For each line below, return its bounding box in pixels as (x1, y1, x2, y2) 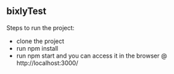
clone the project (16, 37, 65, 45)
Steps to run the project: (6, 23, 75, 32)
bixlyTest (6, 5, 47, 17)
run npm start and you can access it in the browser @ (16, 51, 168, 60)
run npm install (16, 44, 59, 52)
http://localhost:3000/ (16, 58, 78, 67)
